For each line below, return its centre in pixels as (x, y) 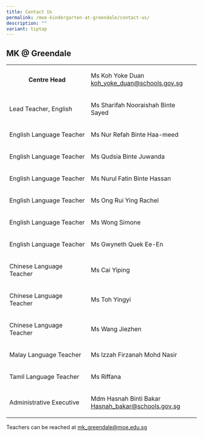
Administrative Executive (44, 402)
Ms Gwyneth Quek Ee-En (127, 245)
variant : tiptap (27, 29)
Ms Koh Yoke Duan (118, 76)
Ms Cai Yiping (110, 270)
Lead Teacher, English (41, 109)
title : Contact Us (29, 12)
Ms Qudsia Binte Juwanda (127, 157)
